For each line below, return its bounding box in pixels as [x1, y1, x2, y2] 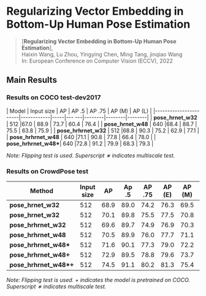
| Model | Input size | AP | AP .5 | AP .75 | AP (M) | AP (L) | [6, 107, 152, 115]
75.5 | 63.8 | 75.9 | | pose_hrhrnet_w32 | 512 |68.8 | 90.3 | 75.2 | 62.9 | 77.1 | [6, 127, 199, 134]
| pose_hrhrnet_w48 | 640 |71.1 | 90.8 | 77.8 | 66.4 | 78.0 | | [6, 133, 156, 140]
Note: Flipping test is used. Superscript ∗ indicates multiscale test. [6, 151, 175, 159]
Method [29, 186, 53, 195]
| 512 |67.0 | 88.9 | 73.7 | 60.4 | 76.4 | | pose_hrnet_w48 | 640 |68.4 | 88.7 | [6, 120, 197, 127]
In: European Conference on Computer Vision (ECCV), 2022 [21, 57, 174, 64]
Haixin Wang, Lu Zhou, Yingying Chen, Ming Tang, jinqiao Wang [21, 50, 183, 58]
